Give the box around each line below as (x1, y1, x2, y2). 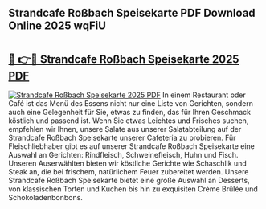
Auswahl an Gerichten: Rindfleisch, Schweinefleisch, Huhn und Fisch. (8, 150, 239, 159)
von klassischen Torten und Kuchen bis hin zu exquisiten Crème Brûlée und (8, 184, 259, 194)
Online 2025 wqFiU (8, 19, 107, 33)
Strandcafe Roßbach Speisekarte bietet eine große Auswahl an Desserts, (8, 176, 251, 185)
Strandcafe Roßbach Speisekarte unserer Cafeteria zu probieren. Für (8, 133, 236, 142)
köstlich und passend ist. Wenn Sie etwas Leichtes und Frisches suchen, (8, 116, 249, 125)
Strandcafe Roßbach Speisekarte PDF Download (8, 6, 256, 20)
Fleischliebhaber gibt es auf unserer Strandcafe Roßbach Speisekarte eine (8, 141, 256, 151)
